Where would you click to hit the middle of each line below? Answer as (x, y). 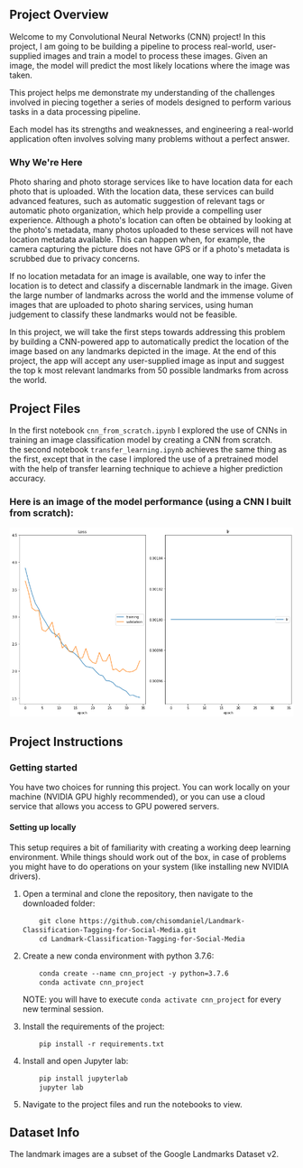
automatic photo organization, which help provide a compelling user (136, 210)
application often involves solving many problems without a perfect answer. (150, 138)
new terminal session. (63, 1009)
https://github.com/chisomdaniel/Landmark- (162, 920)
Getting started (44, 767)
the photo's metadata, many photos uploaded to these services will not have (151, 230)
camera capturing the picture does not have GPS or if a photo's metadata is (150, 249)
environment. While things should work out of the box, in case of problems (148, 856)
